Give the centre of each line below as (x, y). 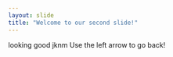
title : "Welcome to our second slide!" (73, 23)
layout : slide (31, 15)
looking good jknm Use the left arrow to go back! (87, 45)
